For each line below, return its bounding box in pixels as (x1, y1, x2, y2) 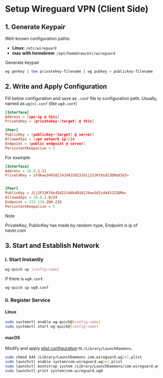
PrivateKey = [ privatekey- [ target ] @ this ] (5, 119, 95, 124)
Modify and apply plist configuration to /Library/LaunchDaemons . (5, 345, 133, 351)
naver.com (5, 227, 26, 233)
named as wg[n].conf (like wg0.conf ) (5, 101, 78, 106)
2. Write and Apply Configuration (5, 83, 107, 91)
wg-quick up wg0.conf (5, 285, 49, 290)
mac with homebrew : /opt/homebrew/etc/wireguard (12, 50, 115, 56)
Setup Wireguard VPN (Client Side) (5, 3, 149, 15)
